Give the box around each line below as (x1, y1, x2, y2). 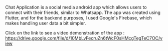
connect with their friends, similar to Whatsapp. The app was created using (5, 9, 160, 15)
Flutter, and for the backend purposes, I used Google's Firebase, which (5, 15, 152, 20)
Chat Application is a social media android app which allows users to (5, 4, 147, 10)
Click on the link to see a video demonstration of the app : (5, 30, 125, 35)
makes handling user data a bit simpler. (5, 20, 86, 26)
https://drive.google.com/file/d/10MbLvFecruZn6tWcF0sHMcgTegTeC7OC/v (5, 35, 163, 41)
